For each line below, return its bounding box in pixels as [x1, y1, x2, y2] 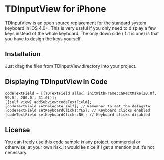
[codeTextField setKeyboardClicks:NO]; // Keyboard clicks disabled [5, 112, 150, 117]
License [5, 125, 30, 134]
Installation [5, 50, 41, 58]
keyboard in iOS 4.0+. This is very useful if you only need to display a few [5, 25, 156, 31]
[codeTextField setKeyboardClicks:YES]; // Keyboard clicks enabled [5, 108, 150, 113]
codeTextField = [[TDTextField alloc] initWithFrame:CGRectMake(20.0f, [5, 91, 157, 96]
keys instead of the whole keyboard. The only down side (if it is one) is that [5, 30, 159, 36]
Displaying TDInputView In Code [5, 78, 108, 86]
